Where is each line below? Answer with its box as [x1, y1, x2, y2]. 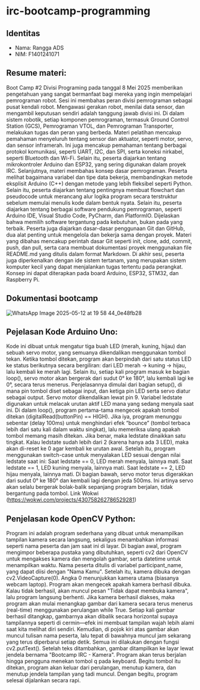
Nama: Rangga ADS [14, 44, 64, 51]
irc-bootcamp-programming [6, 4, 151, 18]
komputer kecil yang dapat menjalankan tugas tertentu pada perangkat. [6, 263, 183, 270]
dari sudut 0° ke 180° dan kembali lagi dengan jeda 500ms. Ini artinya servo [6, 477, 193, 484]
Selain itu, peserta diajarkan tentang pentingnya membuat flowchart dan [6, 186, 185, 193]
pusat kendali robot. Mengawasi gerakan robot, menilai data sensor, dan [6, 103, 185, 110]
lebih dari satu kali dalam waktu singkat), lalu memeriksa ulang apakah [6, 426, 181, 433]
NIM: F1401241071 [14, 51, 60, 58]
